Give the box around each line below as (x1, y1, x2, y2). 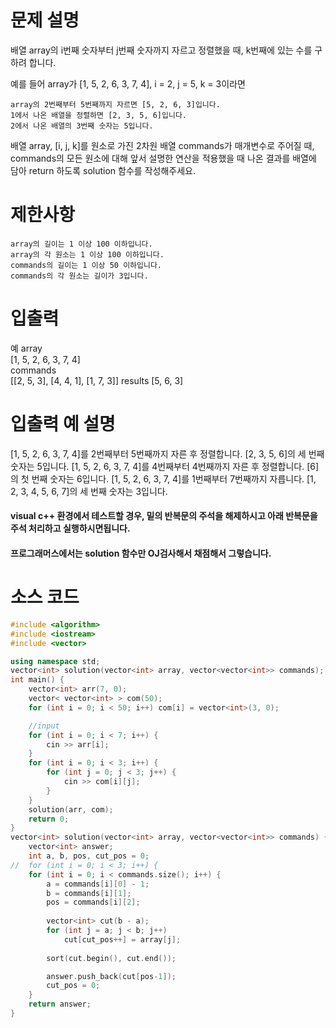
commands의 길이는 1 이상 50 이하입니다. (10, 260, 163, 270)
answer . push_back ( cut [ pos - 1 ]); (46, 971, 177, 981)
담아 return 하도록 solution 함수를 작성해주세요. (10, 164, 196, 176)
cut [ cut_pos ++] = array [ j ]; (63, 934, 182, 945)
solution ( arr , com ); (28, 804, 114, 815)
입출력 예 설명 (10, 413, 116, 435)
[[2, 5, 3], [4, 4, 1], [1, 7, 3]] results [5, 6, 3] (10, 374, 184, 386)
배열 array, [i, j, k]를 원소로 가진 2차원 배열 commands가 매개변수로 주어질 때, (10, 139, 315, 151)
